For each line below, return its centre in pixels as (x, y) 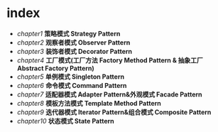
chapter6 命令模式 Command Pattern (72, 85)
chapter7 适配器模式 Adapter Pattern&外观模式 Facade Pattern (110, 94)
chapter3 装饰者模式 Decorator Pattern (75, 51)
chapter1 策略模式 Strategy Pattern (69, 33)
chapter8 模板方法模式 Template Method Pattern (89, 103)
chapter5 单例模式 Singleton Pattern (71, 77)
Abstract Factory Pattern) (56, 68)
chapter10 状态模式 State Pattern (65, 121)
